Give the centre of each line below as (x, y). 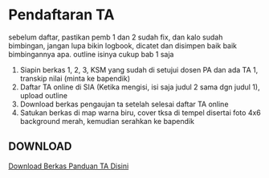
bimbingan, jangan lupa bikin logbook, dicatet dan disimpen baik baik (123, 45)
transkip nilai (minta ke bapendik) (75, 78)
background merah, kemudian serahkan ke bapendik (107, 121)
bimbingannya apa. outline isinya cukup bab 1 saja (91, 54)
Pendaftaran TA (61, 15)
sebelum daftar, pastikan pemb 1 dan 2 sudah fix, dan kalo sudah (116, 37)
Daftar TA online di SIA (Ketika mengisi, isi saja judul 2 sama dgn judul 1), (140, 87)
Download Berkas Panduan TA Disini (69, 166)
